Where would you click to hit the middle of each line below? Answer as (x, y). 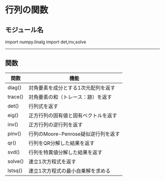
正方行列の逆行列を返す (56, 124)
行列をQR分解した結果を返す (62, 143)
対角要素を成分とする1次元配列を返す (72, 88)
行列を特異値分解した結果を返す (66, 152)
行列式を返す (43, 106)
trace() (15, 96)
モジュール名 (24, 30)
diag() (14, 88)
